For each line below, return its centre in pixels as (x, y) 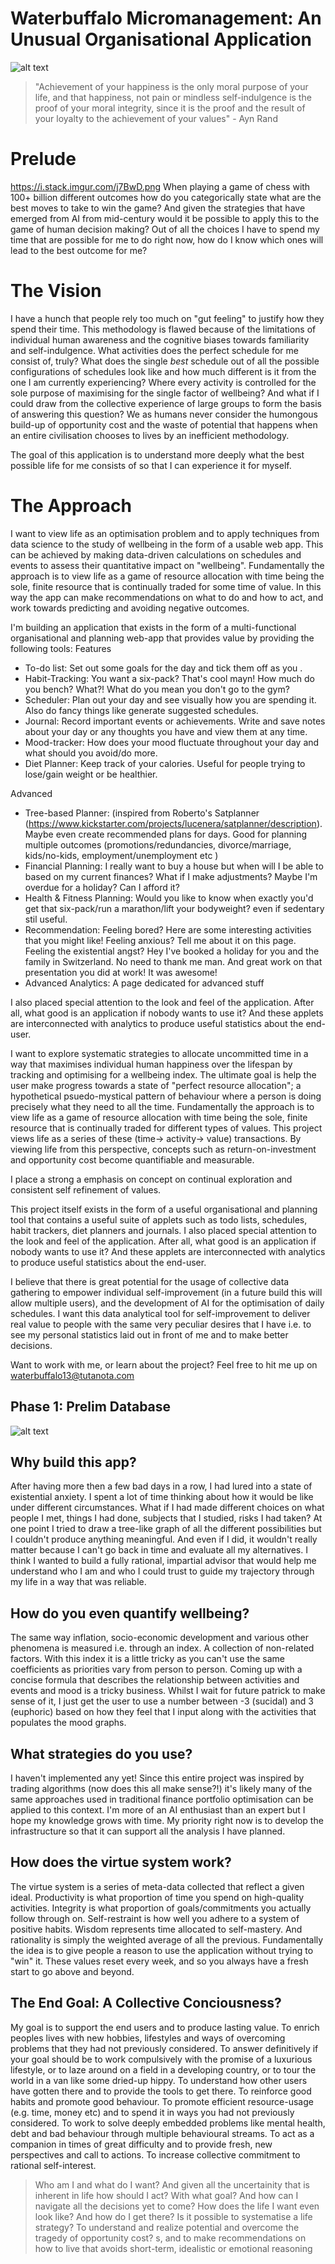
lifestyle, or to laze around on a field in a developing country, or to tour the (163, 2069)
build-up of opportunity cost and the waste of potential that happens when (164, 424)
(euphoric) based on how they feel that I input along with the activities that (163, 1712)
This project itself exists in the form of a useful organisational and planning (164, 1209)
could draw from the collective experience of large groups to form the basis (166, 403)
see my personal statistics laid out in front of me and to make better (149, 1334)
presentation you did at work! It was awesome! (121, 972)
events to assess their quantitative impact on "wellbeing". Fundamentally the (167, 565)
